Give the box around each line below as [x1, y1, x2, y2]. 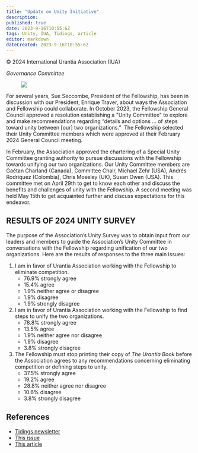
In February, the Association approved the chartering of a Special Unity [6, 148, 180, 155]
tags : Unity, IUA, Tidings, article [6, 31, 97, 37]
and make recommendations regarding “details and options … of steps [6, 117, 178, 125]
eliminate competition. [14, 268, 69, 275]
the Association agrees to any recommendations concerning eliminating [14, 357, 191, 364]
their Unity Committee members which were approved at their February [6, 130, 181, 137]
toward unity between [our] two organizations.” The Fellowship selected [6, 124, 184, 131]
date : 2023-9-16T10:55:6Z [6, 25, 70, 32]
